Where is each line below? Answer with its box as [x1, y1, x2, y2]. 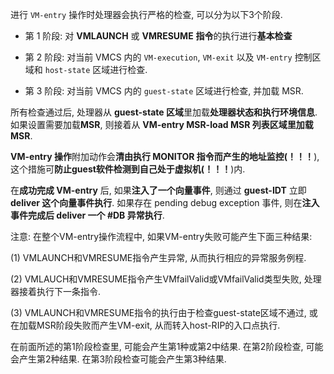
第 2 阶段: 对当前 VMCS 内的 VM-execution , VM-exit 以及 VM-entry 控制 [24, 51, 313, 63]
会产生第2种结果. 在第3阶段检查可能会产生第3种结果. [10, 353, 227, 365]
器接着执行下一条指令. [10, 286, 102, 297]
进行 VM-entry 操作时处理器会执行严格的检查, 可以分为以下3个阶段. [10, 9, 283, 20]
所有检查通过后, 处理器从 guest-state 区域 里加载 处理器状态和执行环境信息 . [10, 106, 318, 118]
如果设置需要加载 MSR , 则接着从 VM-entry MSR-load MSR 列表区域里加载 [10, 119, 314, 130]
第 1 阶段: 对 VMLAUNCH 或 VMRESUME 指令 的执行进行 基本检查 [24, 30, 293, 42]
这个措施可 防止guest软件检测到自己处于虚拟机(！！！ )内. [10, 163, 246, 175]
